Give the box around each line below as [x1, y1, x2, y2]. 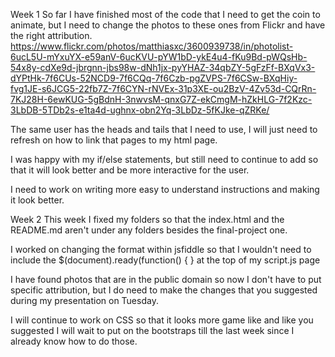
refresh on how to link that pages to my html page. [10, 134, 218, 146]
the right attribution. [10, 30, 93, 41]
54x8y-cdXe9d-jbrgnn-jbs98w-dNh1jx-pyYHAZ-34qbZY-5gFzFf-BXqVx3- [10, 62, 316, 73]
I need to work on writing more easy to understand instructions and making [10, 184, 320, 195]
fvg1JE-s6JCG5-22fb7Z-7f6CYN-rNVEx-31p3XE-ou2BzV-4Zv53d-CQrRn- [10, 83, 317, 94]
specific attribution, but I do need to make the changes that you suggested [10, 284, 318, 296]
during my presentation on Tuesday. [10, 295, 159, 306]
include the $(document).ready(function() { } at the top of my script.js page [10, 254, 321, 266]
